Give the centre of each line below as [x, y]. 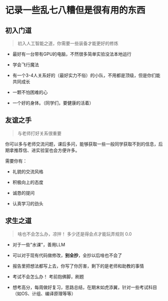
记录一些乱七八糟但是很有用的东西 [75, 10]
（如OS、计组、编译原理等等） [44, 293]
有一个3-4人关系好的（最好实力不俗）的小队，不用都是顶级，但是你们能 [86, 75]
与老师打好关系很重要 [39, 133]
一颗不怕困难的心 [30, 92]
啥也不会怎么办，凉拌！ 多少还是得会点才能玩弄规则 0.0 [74, 234]
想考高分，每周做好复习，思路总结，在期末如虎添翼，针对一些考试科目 [85, 287]
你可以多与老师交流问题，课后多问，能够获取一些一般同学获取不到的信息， [82, 144]
